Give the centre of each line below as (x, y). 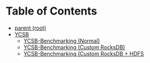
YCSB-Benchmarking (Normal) (62, 41)
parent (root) (30, 28)
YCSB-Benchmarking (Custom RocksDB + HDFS (84, 53)
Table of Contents (51, 11)
